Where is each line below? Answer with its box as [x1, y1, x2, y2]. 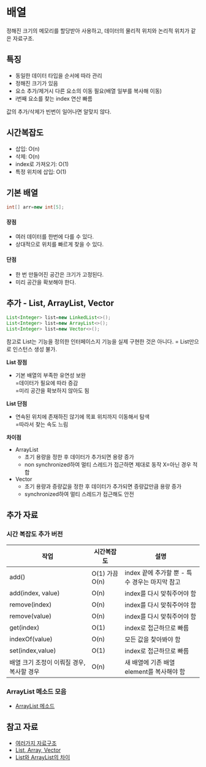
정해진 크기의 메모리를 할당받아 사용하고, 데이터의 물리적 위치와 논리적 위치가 [6, 27, 190, 34]
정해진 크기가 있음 [15, 79, 58, 86]
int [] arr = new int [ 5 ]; [6, 204, 64, 210]
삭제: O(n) [15, 153, 40, 160]
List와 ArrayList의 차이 [15, 754, 71, 761]
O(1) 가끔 [91, 569, 118, 578]
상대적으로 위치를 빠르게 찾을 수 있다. [15, 240, 104, 248]
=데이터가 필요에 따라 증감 [15, 380, 78, 387]
